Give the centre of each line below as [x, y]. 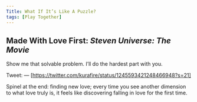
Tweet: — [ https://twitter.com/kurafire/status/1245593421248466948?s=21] [99, 75]
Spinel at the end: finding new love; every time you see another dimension [96, 87]
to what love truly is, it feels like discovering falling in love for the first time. [97, 93]
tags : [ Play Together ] [34, 17]
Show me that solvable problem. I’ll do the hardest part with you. [85, 64]
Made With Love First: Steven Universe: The [88, 41]
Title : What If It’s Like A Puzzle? [51, 11]
